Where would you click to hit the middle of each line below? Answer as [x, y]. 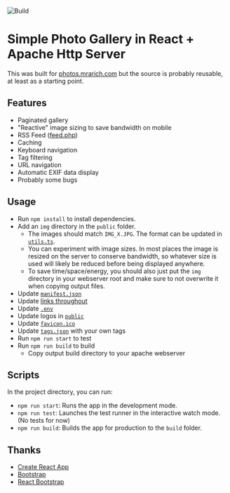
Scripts [23, 375]
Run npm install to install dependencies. [76, 218]
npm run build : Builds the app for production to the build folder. [109, 428]
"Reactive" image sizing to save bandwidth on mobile [94, 127]
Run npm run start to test [54, 338]
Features [27, 103]
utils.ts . [41, 241]
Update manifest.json [49, 293]
